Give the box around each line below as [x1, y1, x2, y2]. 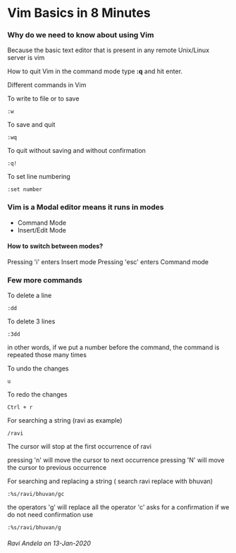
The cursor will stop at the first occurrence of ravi [7, 442, 151, 451]
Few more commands [7, 275, 82, 285]
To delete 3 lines [7, 317, 56, 325]
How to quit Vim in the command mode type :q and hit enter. [7, 67, 183, 75]
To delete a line [7, 291, 52, 300]
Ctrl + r [7, 404, 33, 411]
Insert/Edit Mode [17, 225, 67, 234]
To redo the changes [7, 390, 68, 399]
